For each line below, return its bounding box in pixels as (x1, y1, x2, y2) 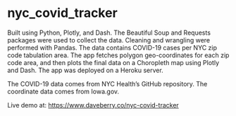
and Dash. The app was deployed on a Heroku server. (7, 66, 163, 74)
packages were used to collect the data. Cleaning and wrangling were (7, 35, 210, 44)
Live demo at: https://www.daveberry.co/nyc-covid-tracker (7, 100, 180, 109)
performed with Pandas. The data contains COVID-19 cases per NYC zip (7, 43, 217, 52)
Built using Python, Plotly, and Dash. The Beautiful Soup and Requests (7, 28, 211, 37)
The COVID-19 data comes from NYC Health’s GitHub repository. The (7, 79, 208, 88)
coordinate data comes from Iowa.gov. (7, 87, 120, 95)
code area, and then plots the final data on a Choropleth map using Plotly (7, 58, 220, 66)
